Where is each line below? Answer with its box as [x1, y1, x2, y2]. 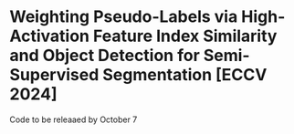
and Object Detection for [9, 46, 201, 66]
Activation [9, 26, 89, 46]
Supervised [9, 65, 100, 86]
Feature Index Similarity [92, 26, 278, 46]
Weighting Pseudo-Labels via [9, 6, 238, 27]
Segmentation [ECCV [101, 65, 268, 86]
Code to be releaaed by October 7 [9, 114, 138, 125]
